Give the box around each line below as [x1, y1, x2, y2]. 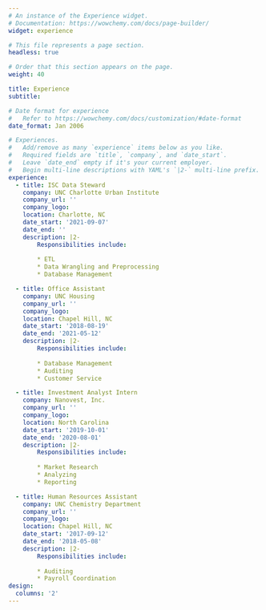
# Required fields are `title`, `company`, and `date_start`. [8, 151, 228, 160]
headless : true [8, 49, 59, 57]
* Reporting [37, 478, 78, 486]
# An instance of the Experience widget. [8, 11, 149, 20]
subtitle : [8, 92, 42, 100]
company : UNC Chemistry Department [22, 500, 142, 508]
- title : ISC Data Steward [15, 181, 106, 189]
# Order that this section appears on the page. [8, 63, 174, 71]
